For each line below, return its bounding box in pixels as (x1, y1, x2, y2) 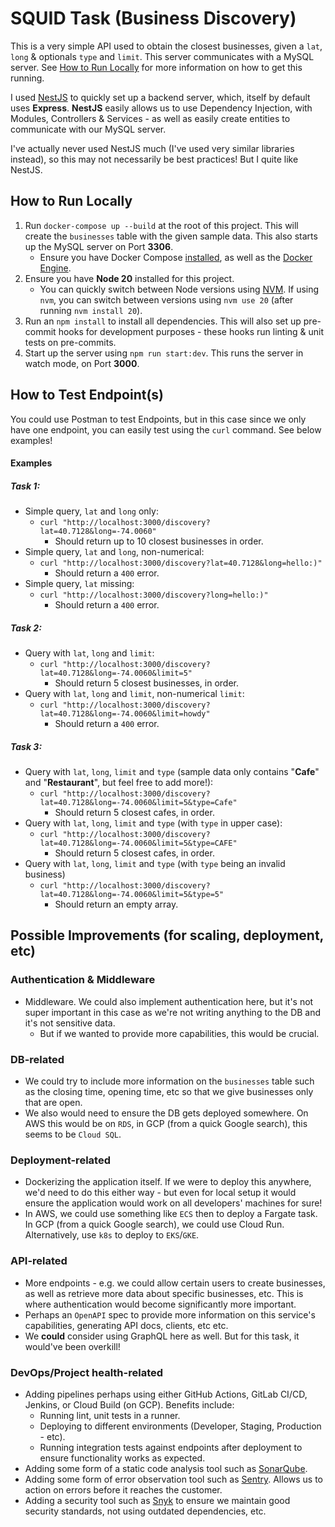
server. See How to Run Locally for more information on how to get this (10, 61, 303, 73)
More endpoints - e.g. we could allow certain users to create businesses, (24, 1277, 326, 1289)
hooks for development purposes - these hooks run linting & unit (58, 325, 325, 337)
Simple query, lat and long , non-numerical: (24, 546, 205, 558)
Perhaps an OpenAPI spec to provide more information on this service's (24, 1308, 316, 1321)
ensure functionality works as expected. (39, 1452, 206, 1464)
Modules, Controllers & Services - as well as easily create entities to (10, 112, 291, 124)
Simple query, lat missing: (24, 578, 135, 590)
